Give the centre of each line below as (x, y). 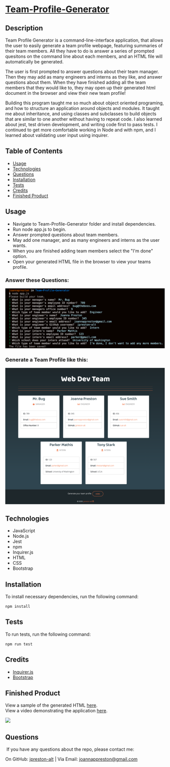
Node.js (21, 536)
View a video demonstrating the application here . (56, 711)
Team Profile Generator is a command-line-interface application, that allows (84, 40)
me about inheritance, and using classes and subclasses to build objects (81, 114)
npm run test (19, 644)
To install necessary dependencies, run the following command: (72, 597)
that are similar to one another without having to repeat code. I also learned (84, 119)
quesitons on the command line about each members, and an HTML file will (84, 56)
